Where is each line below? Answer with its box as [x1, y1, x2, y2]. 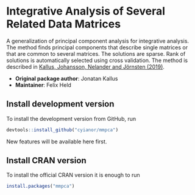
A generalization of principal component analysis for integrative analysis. [6, 37, 190, 44]
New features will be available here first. [6, 138, 107, 145]
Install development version [6, 99, 115, 109]
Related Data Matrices [6, 17, 121, 31]
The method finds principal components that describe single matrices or [6, 44, 188, 51]
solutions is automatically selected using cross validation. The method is [6, 56, 188, 64]
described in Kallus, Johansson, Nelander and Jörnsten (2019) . [6, 63, 165, 70]
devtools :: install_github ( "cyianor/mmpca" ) [6, 126, 119, 133]
